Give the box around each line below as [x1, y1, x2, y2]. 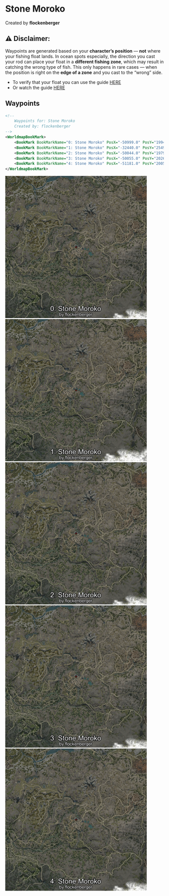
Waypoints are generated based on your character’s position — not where [5, 48, 161, 54]
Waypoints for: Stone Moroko [14, 118, 75, 124]
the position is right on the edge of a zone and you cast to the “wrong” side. [5, 69, 162, 75]
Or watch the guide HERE [12, 84, 65, 91]
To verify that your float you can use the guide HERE [12, 79, 122, 85]
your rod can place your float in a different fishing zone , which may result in [5, 59, 164, 65]
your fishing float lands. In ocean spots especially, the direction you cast [5, 53, 155, 59]
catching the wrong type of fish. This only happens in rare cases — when [5, 64, 157, 70]
